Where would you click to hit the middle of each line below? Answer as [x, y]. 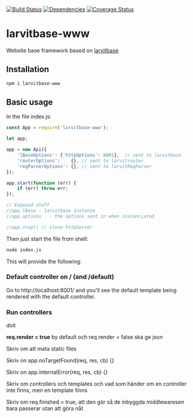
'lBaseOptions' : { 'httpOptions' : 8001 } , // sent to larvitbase [99, 155]
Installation [28, 69]
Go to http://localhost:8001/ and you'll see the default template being [92, 290]
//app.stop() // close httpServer [50, 227]
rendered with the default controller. [51, 297]
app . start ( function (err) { [41, 183]
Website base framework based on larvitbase [63, 50]
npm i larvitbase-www [33, 83]
